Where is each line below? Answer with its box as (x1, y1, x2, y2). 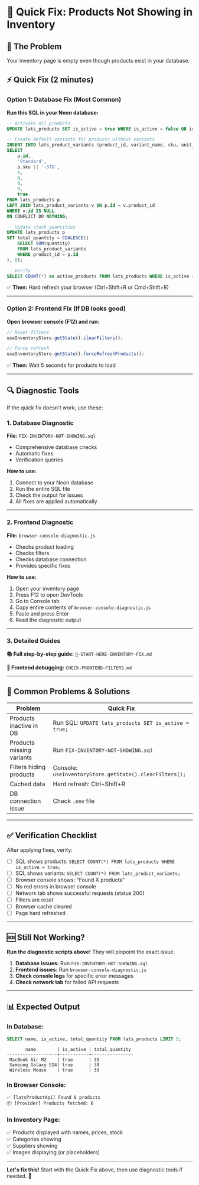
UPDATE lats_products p (6, 230, 66, 236)
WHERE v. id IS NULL (6, 208, 55, 214)
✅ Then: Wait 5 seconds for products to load (6, 362, 116, 369)
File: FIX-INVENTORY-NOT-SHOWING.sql (6, 432, 96, 440)
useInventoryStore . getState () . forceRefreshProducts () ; (6, 351, 145, 357)
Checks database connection (15, 555, 87, 563)
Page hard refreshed (15, 910, 66, 916)
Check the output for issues (15, 491, 83, 499)
